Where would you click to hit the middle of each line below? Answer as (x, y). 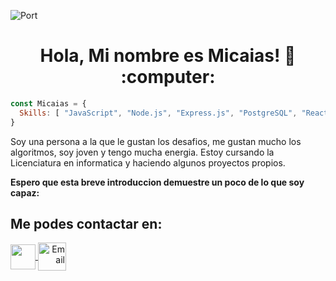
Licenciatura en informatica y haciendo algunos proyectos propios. (148, 162)
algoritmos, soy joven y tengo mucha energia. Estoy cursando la (142, 152)
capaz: (25, 192)
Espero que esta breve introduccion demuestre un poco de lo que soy (157, 182)
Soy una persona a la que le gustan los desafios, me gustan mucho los (156, 141)
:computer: (168, 77)
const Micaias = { (48, 103)
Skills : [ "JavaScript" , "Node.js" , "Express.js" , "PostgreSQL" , (158, 113)
